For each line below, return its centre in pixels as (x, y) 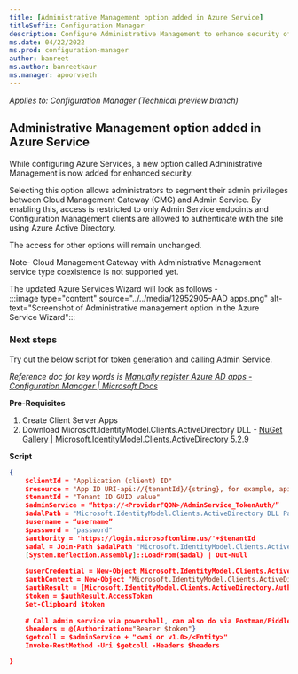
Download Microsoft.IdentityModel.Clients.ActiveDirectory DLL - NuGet (152, 429)
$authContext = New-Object (75, 580)
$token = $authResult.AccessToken (89, 596)
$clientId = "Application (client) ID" (99, 481)
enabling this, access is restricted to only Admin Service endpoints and (139, 208)
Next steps (33, 340)
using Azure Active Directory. (63, 228)
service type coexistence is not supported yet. (94, 271)
